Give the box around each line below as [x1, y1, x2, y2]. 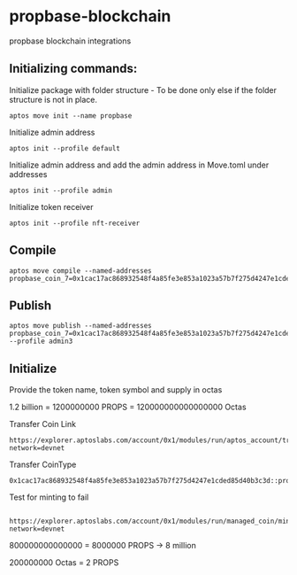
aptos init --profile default [9, 144, 121, 152]
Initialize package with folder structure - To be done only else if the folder [9, 84, 277, 95]
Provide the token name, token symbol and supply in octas [9, 385, 223, 395]
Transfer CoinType [9, 459, 77, 470]
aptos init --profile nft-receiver [9, 219, 141, 228]
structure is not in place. [9, 94, 98, 105]
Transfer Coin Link [9, 419, 77, 430]
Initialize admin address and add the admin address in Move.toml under [9, 159, 270, 170]
